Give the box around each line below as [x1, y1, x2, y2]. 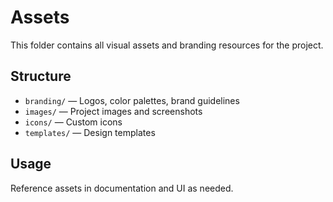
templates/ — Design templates [24, 126, 156, 138]
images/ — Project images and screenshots [24, 105, 203, 117]
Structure [10, 68, 72, 85]
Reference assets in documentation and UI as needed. [10, 182, 234, 194]
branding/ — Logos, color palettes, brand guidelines [24, 94, 240, 106]
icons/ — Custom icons [24, 116, 123, 128]
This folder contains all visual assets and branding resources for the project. [10, 39, 324, 51]
